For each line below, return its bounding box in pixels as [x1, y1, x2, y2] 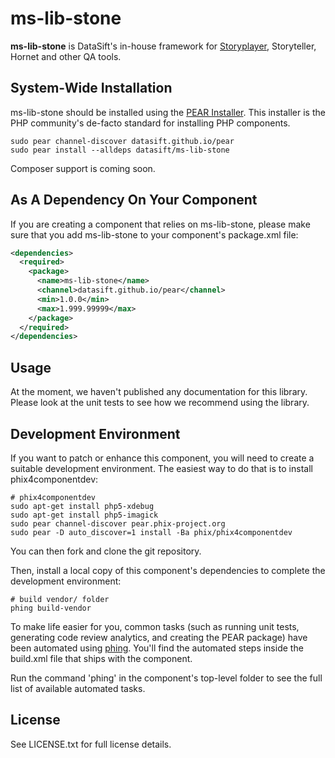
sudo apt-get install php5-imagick [10, 510, 159, 520]
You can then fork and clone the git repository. [10, 545, 202, 557]
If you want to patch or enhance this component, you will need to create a [10, 452, 315, 464]
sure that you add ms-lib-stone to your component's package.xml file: [10, 228, 299, 241]
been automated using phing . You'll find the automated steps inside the [10, 642, 304, 654]
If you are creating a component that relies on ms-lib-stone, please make [10, 218, 311, 230]
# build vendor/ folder [10, 594, 110, 604]
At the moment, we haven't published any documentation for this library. [10, 386, 308, 398]
